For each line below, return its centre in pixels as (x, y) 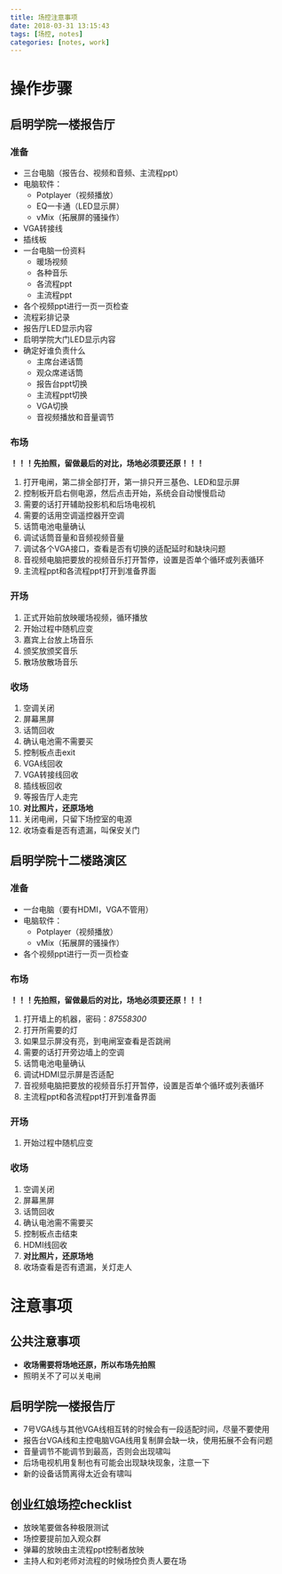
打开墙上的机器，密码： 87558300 (85, 1019)
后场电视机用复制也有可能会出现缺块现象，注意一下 (116, 1463)
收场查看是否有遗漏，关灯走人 (77, 1267)
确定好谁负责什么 (54, 351)
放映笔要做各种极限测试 (66, 1528)
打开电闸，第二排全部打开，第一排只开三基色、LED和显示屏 (131, 482)
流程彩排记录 (46, 317)
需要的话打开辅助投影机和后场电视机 (89, 505)
